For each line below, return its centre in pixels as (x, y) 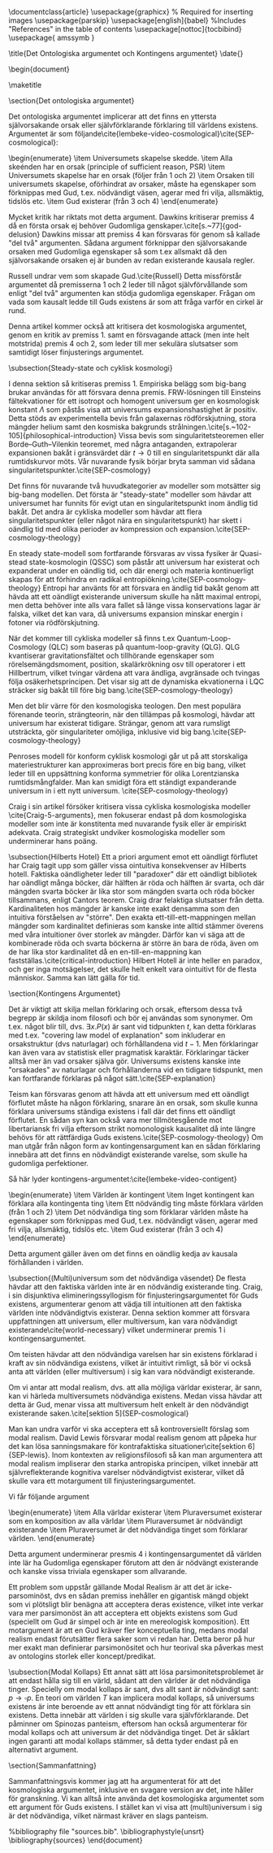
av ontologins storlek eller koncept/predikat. (82, 1656)
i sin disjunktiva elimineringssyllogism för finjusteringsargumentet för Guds (133, 1295)
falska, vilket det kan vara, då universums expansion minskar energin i (126, 614)
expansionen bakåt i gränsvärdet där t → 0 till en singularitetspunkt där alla (134, 453)
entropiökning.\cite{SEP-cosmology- (184, 579)
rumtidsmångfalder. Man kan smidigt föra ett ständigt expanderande (123, 782)
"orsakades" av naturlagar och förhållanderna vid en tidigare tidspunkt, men (136, 1070)
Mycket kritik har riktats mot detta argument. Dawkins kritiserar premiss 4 (132, 217)
